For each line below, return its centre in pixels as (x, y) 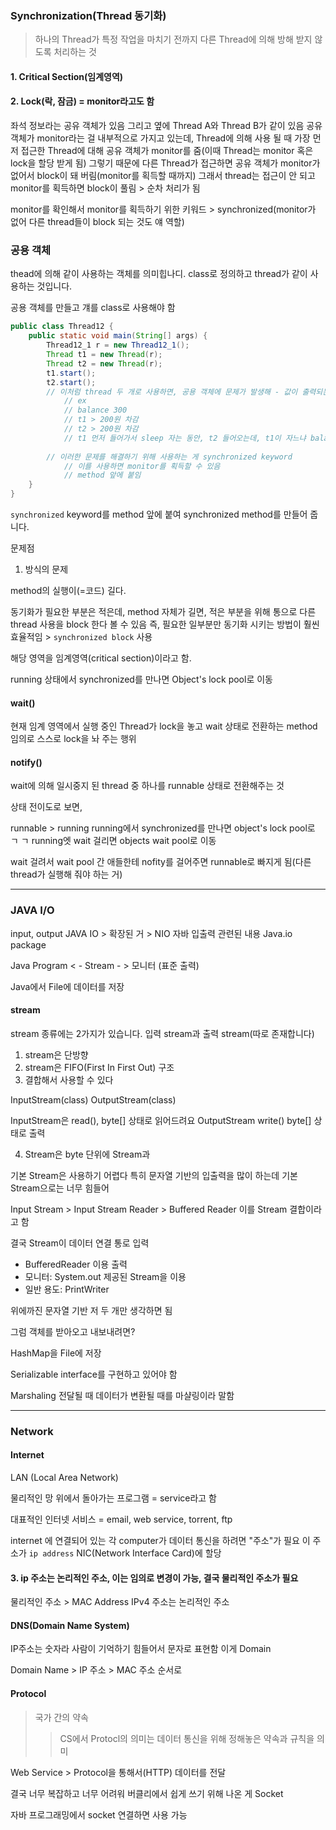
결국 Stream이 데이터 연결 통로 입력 (80, 1243)
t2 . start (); (71, 382)
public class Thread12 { (62, 327)
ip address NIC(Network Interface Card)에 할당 (125, 1553)
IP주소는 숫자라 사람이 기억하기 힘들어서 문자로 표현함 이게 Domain (141, 1649)
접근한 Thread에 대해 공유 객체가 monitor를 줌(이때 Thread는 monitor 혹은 (167, 151)
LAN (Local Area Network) (64, 1478)
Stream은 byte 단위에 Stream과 (87, 1154)
